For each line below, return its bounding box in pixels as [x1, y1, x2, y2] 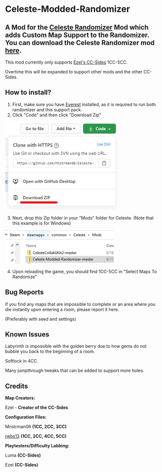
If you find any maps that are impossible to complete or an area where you [5, 301, 156, 307]
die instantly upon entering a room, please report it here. [5, 306, 119, 312]
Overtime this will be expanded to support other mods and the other [5, 69, 143, 74]
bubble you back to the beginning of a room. [5, 349, 95, 355]
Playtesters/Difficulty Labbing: [5, 443, 70, 449]
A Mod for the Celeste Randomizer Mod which [5, 23, 149, 32]
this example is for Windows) [12, 220, 71, 226]
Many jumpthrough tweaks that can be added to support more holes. [5, 367, 144, 373]
